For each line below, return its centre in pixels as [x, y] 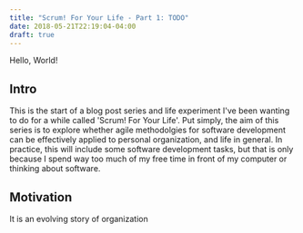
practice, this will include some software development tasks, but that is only [151, 150]
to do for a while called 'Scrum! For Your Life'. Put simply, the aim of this [144, 121]
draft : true [32, 34]
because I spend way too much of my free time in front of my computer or [148, 159]
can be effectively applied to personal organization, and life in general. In [146, 140]
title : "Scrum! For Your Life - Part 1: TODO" [99, 18]
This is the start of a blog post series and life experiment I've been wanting [150, 111]
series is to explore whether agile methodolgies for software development [148, 130]
